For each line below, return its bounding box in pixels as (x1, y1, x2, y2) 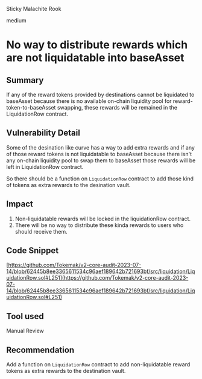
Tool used (6, 311, 44, 321)
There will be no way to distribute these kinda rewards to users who (14, 221, 184, 229)
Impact (6, 199, 33, 209)
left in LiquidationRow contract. (6, 163, 84, 170)
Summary (6, 75, 44, 85)
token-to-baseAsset (6, 104, 56, 111)
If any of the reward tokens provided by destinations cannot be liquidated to (6, 91, 195, 98)
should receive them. (14, 228, 68, 235)
